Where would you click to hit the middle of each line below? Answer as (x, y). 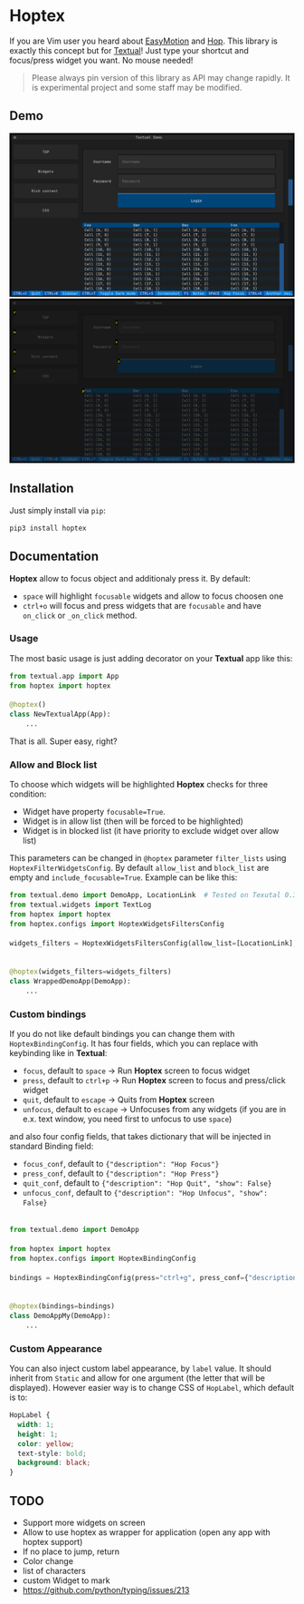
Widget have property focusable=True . (94, 812)
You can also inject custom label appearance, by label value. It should (140, 1369)
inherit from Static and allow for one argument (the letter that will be (137, 1378)
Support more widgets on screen (84, 1523)
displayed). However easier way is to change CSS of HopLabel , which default (152, 1388)
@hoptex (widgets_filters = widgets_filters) (90, 972)
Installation (42, 489)
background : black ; (54, 1463)
